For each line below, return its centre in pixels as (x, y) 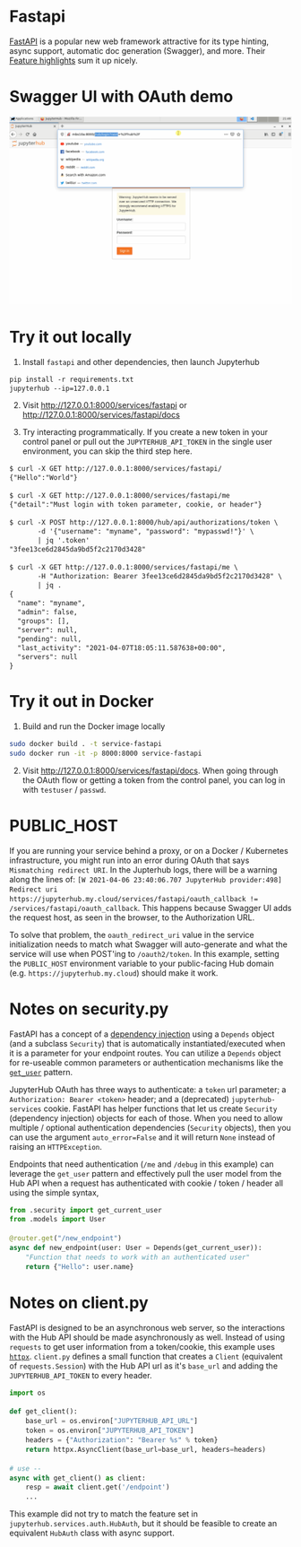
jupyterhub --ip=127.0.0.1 (60, 388)
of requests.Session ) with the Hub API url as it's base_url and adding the (144, 1366)
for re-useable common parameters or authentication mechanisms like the (146, 1062)
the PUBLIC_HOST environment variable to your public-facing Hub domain (142, 963)
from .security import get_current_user (86, 1210)
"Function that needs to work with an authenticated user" (138, 1257)
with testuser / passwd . (64, 789)
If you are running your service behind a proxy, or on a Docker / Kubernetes (149, 850)
